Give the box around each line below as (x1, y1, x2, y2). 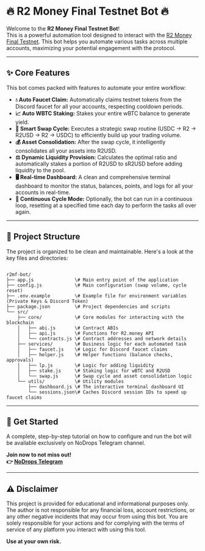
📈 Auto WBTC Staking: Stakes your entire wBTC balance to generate (15, 109, 190, 117)
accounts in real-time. (15, 188, 71, 196)
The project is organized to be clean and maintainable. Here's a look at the (6, 247, 193, 255)
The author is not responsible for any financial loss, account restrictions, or (6, 506, 195, 514)
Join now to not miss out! (6, 451, 72, 459)
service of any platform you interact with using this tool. (6, 526, 146, 533)
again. (15, 208, 31, 215)
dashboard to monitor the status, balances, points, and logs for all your (15, 182, 193, 189)
